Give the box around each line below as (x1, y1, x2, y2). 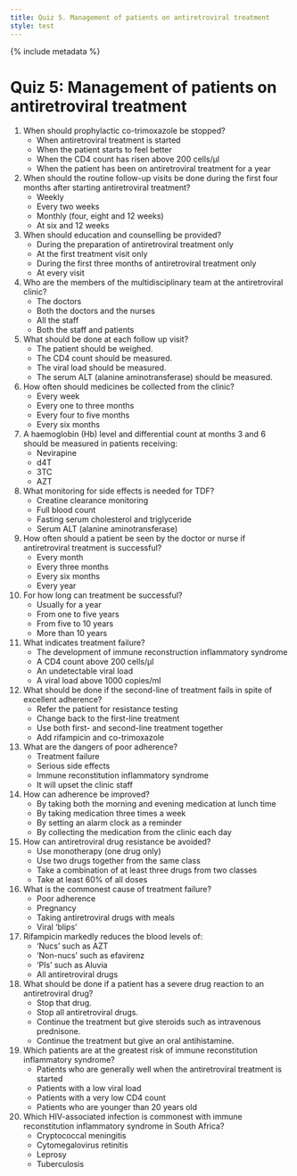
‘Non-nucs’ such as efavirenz (36, 950, 145, 961)
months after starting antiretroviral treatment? (22, 182, 191, 193)
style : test (10, 21, 54, 30)
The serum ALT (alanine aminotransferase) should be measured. (36, 372, 273, 383)
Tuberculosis (36, 1159, 84, 1170)
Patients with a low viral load (36, 1083, 142, 1094)
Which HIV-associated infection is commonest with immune (22, 1112, 243, 1122)
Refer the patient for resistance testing (36, 704, 178, 715)
